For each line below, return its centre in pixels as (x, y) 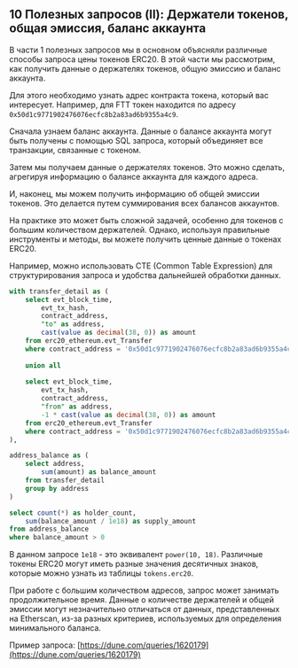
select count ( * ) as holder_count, (73, 513)
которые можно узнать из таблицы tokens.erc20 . (101, 573)
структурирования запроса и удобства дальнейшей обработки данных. (145, 275)
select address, (55, 464)
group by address (57, 488)
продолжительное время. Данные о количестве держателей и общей (142, 600)
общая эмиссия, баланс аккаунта (108, 29)
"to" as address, (73, 324)
